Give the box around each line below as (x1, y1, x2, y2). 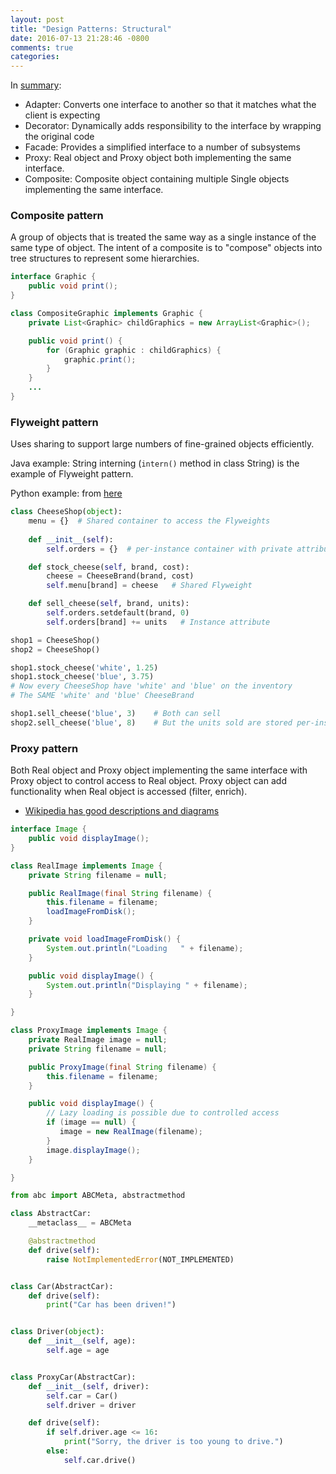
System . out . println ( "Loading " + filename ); (46, 943, 244, 953)
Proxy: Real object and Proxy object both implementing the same (24, 152, 292, 164)
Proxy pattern (10, 741, 79, 755)
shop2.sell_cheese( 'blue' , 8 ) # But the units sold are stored (10, 717, 293, 728)
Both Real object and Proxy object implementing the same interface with (10, 764, 308, 776)
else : (46, 1446, 70, 1456)
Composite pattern (10, 209, 104, 223)
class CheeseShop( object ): (10, 507, 123, 517)
